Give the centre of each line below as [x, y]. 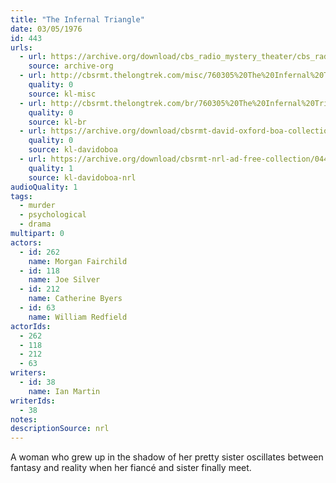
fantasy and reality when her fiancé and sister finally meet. [131, 468]
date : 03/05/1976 [46, 29]
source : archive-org [71, 66]
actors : [26, 242]
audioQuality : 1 [44, 187]
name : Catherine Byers [75, 299]
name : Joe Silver [64, 280]
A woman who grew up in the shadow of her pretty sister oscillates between [167, 457]
